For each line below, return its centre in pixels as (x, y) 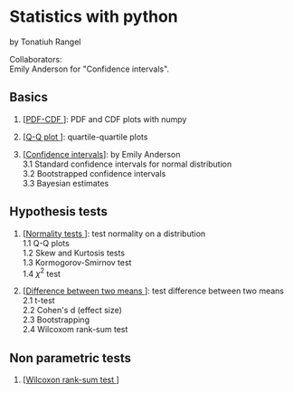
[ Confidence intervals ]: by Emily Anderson (101, 154)
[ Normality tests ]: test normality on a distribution (114, 234)
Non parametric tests (71, 358)
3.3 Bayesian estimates (66, 183)
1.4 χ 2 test (42, 273)
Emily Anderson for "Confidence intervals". (90, 69)
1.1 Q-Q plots (46, 243)
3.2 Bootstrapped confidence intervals (94, 173)
